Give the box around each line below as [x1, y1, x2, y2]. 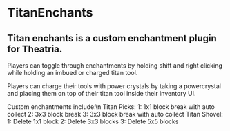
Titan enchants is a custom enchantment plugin [7, 32, 217, 44]
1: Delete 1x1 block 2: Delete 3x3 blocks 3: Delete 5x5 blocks [7, 117, 179, 125]
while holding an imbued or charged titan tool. [7, 69, 138, 77]
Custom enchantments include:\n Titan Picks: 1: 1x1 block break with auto [7, 103, 215, 111]
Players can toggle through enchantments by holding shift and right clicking [7, 61, 223, 70]
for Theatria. [7, 43, 63, 54]
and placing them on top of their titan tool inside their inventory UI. [7, 90, 196, 97]
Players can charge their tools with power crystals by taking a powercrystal [7, 82, 221, 90]
